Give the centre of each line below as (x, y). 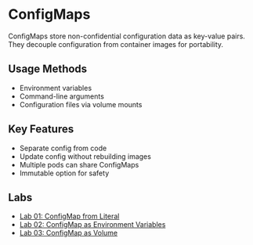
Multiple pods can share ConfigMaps (79, 164)
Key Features (41, 130)
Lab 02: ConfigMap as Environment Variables (92, 225)
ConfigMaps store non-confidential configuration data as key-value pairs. (127, 36)
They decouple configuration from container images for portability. (116, 44)
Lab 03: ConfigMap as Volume (69, 233)
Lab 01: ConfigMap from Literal (69, 216)
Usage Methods (48, 69)
